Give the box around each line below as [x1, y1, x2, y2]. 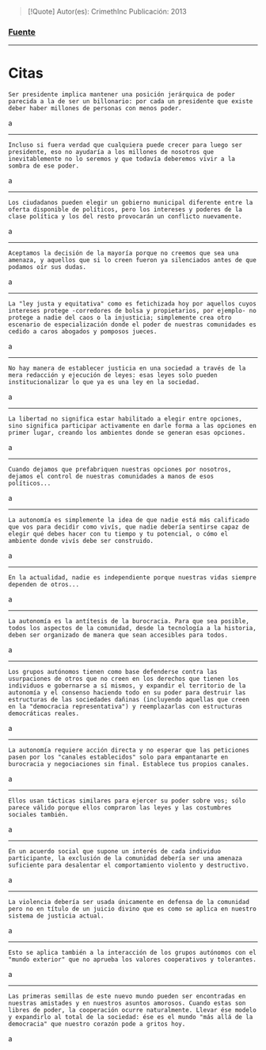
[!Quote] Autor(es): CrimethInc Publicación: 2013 [27, 7, 188, 16]
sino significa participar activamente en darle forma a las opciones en [8, 422, 257, 430]
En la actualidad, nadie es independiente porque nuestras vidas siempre [8, 574, 257, 582]
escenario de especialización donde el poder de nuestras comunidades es [8, 321, 257, 329]
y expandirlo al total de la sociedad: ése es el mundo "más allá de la [8, 1013, 253, 1021]
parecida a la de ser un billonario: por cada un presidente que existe [8, 98, 253, 106]
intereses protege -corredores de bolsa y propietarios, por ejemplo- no [8, 307, 257, 315]
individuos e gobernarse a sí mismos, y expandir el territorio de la [8, 682, 246, 690]
